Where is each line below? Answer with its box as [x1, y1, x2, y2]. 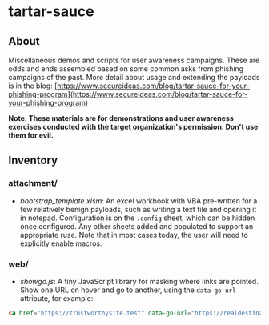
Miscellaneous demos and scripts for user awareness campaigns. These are [8, 55, 260, 65]
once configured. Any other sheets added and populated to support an [19, 221, 254, 231]
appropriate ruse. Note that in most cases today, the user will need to [19, 230, 248, 239]
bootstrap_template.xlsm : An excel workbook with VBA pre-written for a [19, 195, 258, 206]
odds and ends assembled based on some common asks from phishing [8, 64, 244, 74]
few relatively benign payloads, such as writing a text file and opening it [19, 204, 257, 214]
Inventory [8, 154, 58, 167]
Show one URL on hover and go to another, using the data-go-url [19, 285, 236, 295]
